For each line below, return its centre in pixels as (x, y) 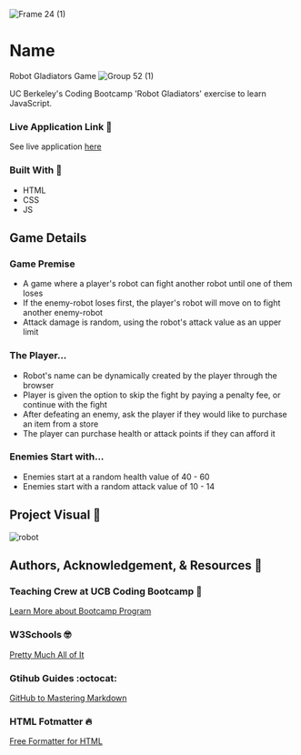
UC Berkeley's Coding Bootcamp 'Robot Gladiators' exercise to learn (138, 93)
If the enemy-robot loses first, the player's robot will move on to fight (151, 303)
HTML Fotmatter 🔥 (51, 721)
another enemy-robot (62, 313)
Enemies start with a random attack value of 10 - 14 (119, 486)
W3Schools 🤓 (40, 635)
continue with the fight (65, 404)
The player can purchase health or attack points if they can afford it (149, 433)
